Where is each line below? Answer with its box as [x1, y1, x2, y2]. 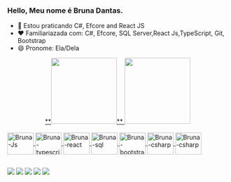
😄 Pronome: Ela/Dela [17, 44, 79, 53]
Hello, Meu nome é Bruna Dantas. [7, 6, 124, 15]
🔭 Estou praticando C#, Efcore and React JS [17, 22, 145, 30]
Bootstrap [17, 37, 46, 45]
